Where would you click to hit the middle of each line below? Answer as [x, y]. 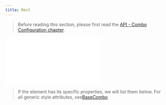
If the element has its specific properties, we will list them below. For [89, 91]
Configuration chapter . [41, 30]
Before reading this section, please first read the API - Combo [82, 24]
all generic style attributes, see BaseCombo [63, 97]
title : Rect [18, 10]
